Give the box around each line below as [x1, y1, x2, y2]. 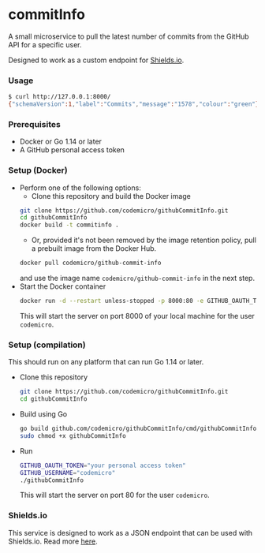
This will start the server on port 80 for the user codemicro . [19, 491, 211, 500]
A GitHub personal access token [19, 145, 125, 155]
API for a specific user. [8, 39, 82, 49]
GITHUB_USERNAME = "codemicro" [19, 469, 116, 476]
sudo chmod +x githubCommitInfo [19, 432, 126, 439]
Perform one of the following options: [19, 183, 142, 192]
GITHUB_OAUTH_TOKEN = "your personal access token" [19, 461, 187, 469]
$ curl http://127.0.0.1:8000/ [8, 93, 111, 101]
